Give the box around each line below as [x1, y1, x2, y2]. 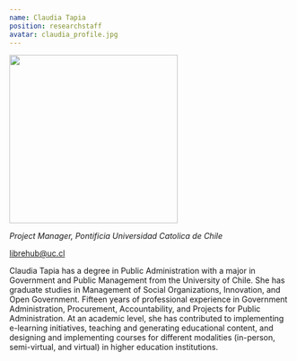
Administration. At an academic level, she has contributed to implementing [9, 313, 284, 324]
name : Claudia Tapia [9, 13, 87, 22]
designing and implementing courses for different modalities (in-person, [9, 332, 275, 343]
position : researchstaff [9, 22, 102, 31]
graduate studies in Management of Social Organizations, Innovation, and [9, 285, 281, 295]
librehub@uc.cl [9, 248, 66, 259]
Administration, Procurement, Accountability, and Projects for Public [9, 304, 261, 314]
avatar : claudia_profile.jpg [9, 30, 118, 39]
